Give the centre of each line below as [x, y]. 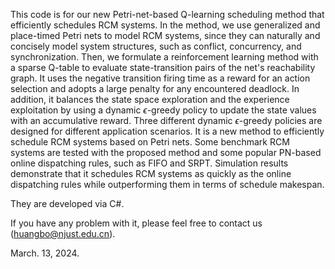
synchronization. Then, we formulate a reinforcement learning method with [164, 57]
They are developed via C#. [67, 203]
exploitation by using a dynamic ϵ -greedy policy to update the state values [163, 110]
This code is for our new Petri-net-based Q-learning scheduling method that [167, 14]
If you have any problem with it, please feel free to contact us [136, 223]
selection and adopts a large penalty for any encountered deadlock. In [155, 88]
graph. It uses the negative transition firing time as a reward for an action [160, 78]
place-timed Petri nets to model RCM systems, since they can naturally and [165, 35]
